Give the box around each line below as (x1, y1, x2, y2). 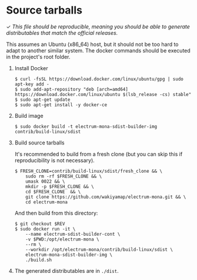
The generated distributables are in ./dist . (14, 267, 119, 274)
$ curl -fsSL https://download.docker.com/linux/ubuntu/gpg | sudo (14, 76, 183, 82)
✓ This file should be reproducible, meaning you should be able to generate (6, 23, 190, 30)
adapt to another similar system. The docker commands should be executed (6, 47, 191, 54)
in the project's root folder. (6, 53, 71, 60)
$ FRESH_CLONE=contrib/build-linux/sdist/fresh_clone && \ (14, 168, 163, 174)
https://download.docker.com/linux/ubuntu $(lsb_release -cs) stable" (14, 91, 192, 97)
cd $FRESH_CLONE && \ (25, 189, 81, 195)
